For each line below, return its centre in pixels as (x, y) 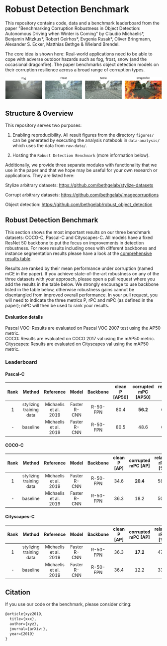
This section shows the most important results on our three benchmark (78, 232)
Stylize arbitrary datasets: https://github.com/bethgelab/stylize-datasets (79, 185)
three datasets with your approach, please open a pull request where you (80, 279)
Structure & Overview (39, 113)
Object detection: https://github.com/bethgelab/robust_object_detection (79, 205)
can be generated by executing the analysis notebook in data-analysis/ (86, 140)
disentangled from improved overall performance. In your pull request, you (82, 295)
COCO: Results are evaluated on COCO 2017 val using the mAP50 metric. (80, 339)
